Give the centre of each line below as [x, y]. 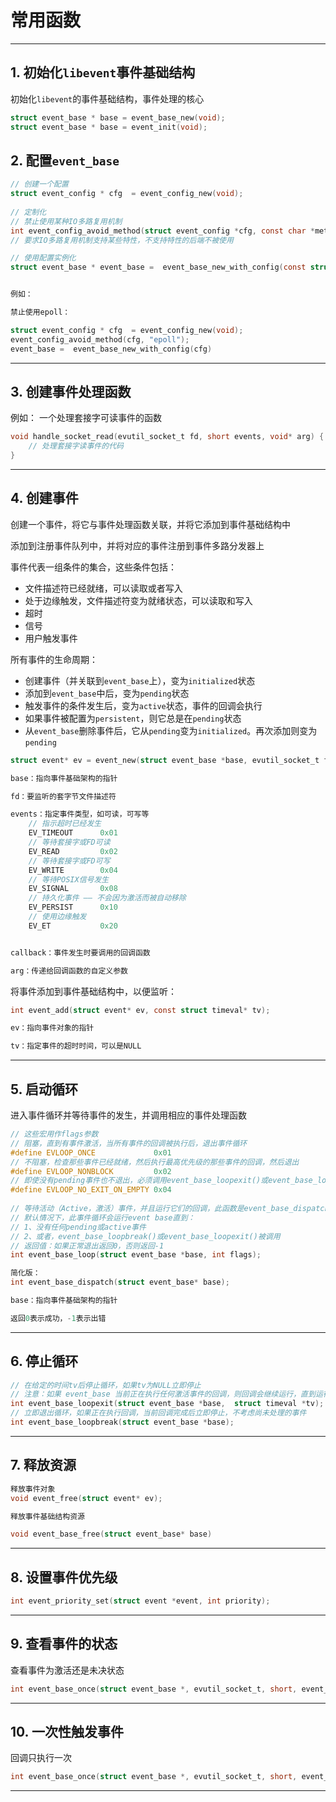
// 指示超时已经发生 [65, 824]
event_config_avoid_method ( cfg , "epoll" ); [100, 339]
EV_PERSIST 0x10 [73, 907]
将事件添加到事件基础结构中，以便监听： [93, 991]
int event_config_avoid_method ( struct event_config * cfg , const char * [162, 231]
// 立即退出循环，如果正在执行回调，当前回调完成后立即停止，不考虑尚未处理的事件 [158, 1413]
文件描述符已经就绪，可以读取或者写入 [103, 588]
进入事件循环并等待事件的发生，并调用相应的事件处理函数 [128, 1115]
